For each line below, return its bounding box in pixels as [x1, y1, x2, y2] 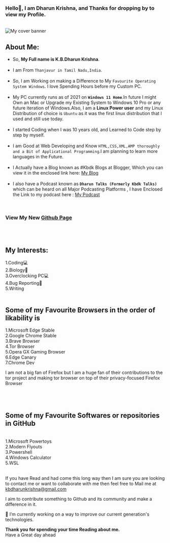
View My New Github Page [5, 214, 73, 221]
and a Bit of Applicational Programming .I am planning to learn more [12, 148, 158, 154]
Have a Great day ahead [5, 532, 56, 538]
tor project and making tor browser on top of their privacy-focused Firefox [5, 375, 160, 381]
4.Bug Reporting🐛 [5, 280, 43, 286]
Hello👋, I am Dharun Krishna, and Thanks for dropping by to [5, 5, 155, 12]
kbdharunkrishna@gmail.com [5, 486, 67, 492]
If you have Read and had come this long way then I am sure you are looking [5, 475, 165, 481]
